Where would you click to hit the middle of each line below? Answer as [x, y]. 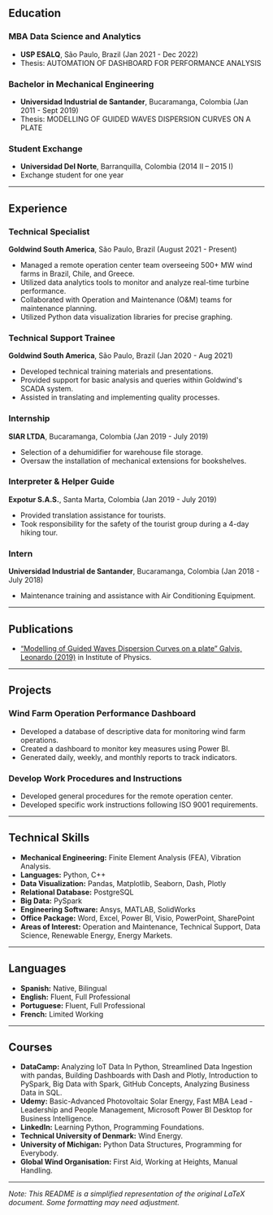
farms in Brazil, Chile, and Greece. [78, 273]
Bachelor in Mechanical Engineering [81, 84]
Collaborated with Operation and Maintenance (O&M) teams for [126, 299]
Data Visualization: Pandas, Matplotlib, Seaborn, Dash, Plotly [123, 883]
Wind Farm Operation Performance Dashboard [102, 714]
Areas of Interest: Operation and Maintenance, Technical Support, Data [140, 926]
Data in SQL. [41, 1093]
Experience [38, 208]
